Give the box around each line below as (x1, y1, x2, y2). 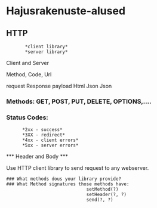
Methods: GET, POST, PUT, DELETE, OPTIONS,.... (6, 97, 152, 105)
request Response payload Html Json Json (6, 82, 112, 89)
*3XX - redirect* (21, 132, 66, 138)
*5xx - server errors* (21, 142, 79, 148)
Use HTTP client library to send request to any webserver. (6, 164, 149, 172)
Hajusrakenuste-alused (6, 4, 126, 18)
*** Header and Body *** (6, 153, 69, 160)
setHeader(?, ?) (86, 192, 127, 198)
